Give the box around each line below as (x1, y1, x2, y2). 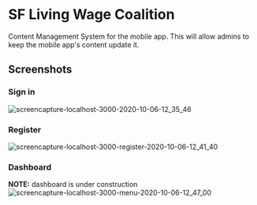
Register (8, 124, 42, 135)
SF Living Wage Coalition (8, 6, 175, 24)
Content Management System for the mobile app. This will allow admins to (8, 32, 250, 41)
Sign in (8, 87, 35, 98)
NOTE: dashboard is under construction (8, 180, 138, 189)
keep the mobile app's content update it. (8, 39, 140, 49)
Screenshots (8, 63, 73, 76)
